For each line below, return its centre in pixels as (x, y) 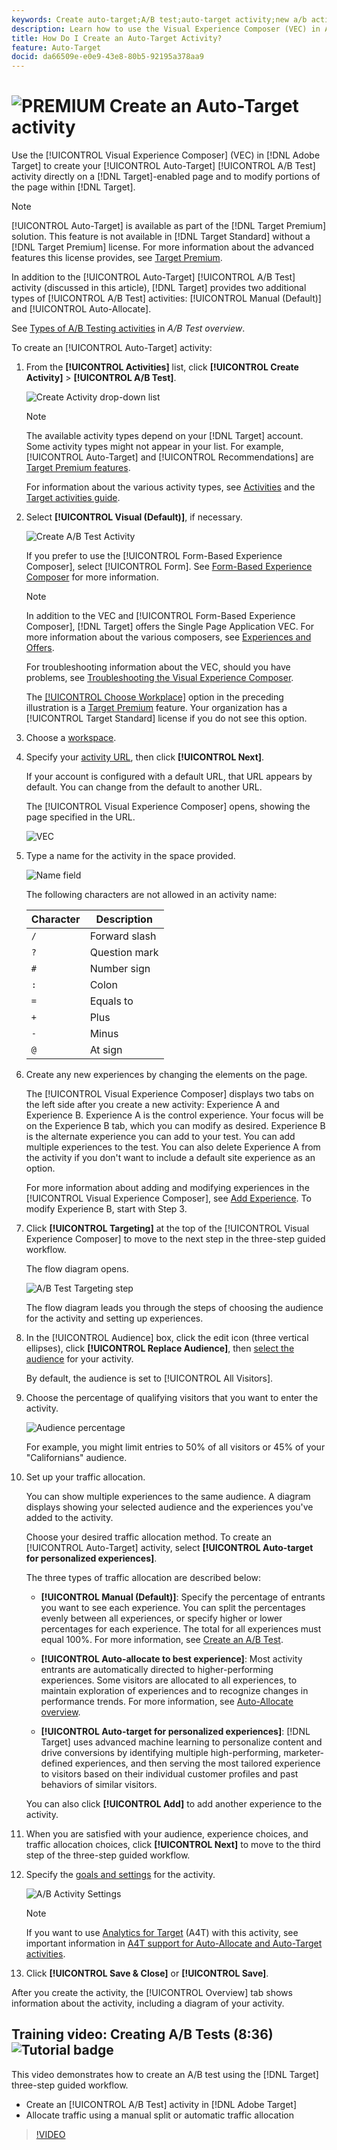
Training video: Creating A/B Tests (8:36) (142, 2034)
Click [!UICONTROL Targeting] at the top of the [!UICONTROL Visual (167, 1228)
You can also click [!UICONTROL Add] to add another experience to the (174, 1804)
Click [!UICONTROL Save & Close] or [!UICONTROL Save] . (147, 1973)
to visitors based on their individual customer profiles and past (169, 1774)
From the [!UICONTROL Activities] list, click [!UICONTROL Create (162, 367)
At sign (106, 1050)
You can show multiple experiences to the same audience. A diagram (168, 1497)
